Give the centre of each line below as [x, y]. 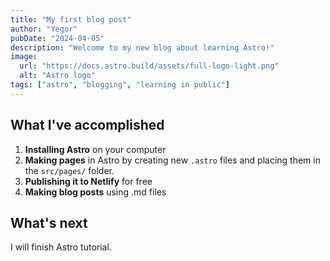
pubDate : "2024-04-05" [57, 38]
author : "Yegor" [44, 29]
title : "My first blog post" [71, 19]
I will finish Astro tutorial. [61, 247]
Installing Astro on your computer [95, 149]
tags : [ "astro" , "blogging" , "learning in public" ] [120, 85]
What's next [49, 222]
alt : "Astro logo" [58, 76]
